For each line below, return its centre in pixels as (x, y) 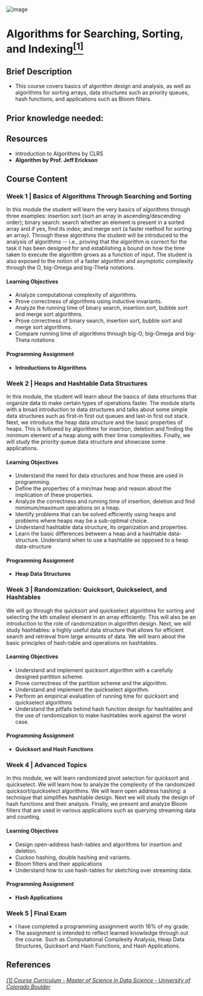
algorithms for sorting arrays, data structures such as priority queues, (102, 93)
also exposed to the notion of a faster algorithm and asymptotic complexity (100, 261)
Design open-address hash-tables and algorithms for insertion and (98, 844)
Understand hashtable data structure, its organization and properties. (101, 527)
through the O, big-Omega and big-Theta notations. (71, 268)
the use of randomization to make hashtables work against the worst (101, 715)
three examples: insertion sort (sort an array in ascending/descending (93, 216)
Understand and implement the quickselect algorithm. (82, 689)
